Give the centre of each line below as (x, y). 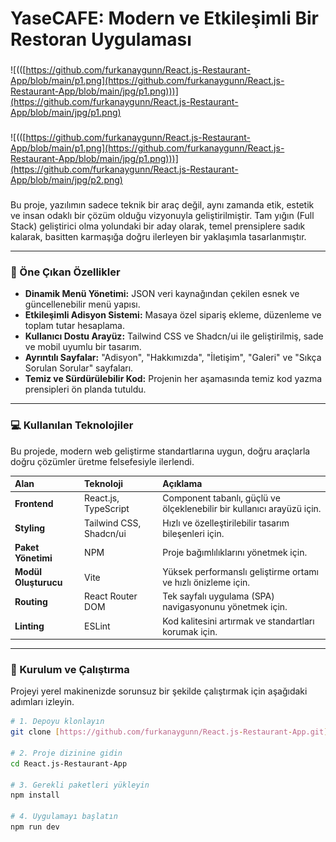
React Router (111, 596)
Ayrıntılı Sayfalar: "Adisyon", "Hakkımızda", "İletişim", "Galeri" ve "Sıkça (173, 358)
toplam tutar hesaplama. (74, 326)
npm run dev (35, 827)
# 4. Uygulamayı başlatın (64, 817)
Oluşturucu (38, 583)
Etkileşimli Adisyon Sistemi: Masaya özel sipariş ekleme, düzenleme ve (173, 315)
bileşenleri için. (193, 533)
